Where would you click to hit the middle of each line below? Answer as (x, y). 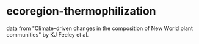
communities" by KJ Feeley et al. (48, 34)
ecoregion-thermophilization (81, 11)
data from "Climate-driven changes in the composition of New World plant (100, 28)
